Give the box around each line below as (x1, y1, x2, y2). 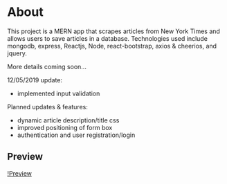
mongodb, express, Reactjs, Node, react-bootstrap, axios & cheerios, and (7, 42, 217, 50)
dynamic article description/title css (17, 116, 120, 125)
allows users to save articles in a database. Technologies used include (7, 34, 208, 42)
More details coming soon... (7, 62, 87, 71)
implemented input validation (17, 89, 100, 98)
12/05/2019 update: (7, 75, 63, 84)
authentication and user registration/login (17, 131, 136, 139)
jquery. (7, 49, 28, 57)
